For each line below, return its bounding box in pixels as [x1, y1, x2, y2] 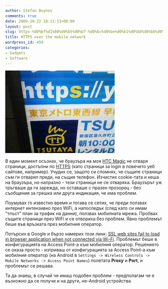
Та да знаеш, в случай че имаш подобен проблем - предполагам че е [5, 272, 155, 278]
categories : [5, 45, 30, 50]
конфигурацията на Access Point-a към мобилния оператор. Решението [5, 241, 159, 247]
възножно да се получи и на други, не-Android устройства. [5, 277, 132, 283]
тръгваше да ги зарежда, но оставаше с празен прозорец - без [5, 185, 141, 191]
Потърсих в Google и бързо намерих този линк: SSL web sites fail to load [5, 231, 160, 237]
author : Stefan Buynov [5, 8, 52, 13]
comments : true [5, 13, 37, 19]
